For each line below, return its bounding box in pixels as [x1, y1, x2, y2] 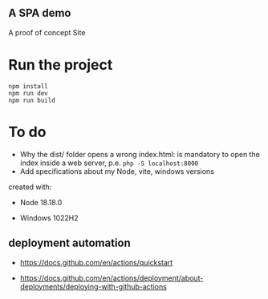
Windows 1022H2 [19, 212, 79, 223]
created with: [8, 182, 52, 192]
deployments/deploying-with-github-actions [19, 281, 167, 291]
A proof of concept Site [8, 27, 86, 37]
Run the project [8, 56, 113, 74]
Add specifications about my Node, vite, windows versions [19, 166, 215, 176]
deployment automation [8, 236, 131, 250]
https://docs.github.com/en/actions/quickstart [19, 257, 173, 267]
